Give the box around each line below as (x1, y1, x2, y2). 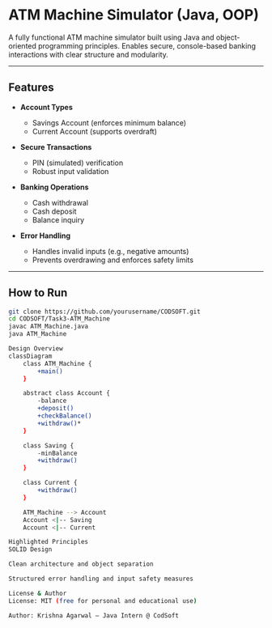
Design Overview (8, 345, 63, 353)
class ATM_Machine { (23, 359, 92, 367)
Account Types (19, 102, 73, 112)
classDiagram (8, 352, 53, 360)
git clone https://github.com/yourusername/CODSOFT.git (8, 308, 201, 316)
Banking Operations (19, 182, 89, 192)
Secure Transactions (19, 142, 92, 151)
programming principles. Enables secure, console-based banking (37, 40, 257, 50)
